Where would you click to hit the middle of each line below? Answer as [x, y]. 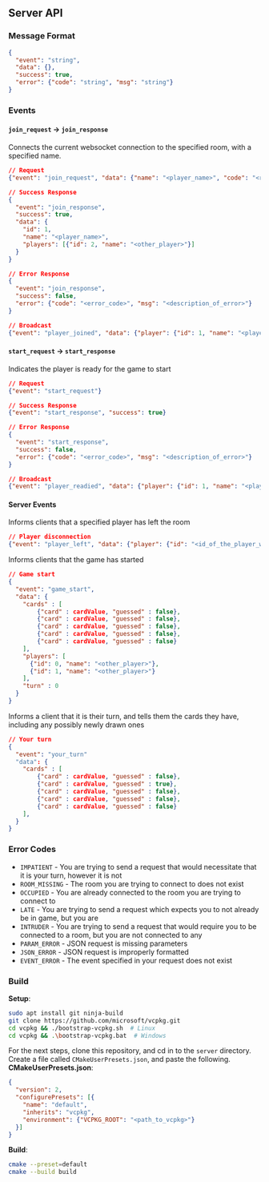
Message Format [42, 36]
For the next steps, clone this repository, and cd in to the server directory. [130, 1051]
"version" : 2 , [39, 1090]
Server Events [32, 505]
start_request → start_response [62, 351]
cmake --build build [43, 1172]
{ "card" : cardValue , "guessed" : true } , [107, 784]
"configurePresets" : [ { [55, 1098]
